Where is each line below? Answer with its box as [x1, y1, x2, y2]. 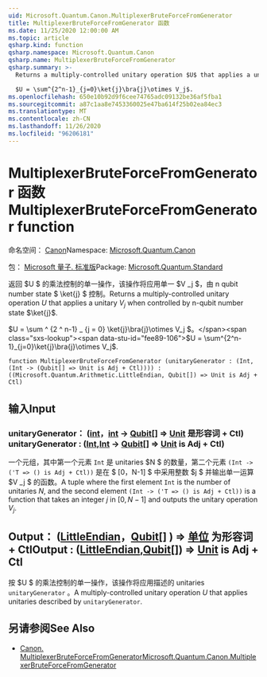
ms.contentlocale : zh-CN [8, 115, 91, 123]
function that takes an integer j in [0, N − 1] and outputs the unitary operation [8, 495, 258, 504]
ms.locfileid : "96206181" [8, 130, 94, 138]
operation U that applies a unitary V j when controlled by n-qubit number [8, 298, 244, 309]
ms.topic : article [8, 33, 69, 42]
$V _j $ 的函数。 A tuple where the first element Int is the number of [8, 477, 231, 487]
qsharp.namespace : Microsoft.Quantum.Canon [8, 49, 155, 57]
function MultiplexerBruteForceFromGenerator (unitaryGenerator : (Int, [8, 358, 254, 366]
